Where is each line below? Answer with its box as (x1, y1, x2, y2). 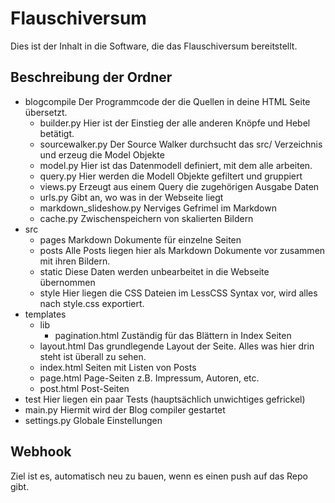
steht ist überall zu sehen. (39, 350, 147, 362)
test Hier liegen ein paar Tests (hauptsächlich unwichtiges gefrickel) (24, 393, 306, 405)
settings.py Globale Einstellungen (24, 414, 163, 426)
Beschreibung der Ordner (10, 69, 173, 86)
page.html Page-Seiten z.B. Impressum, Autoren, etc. (39, 372, 260, 384)
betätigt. (39, 127, 75, 139)
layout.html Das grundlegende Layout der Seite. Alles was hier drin (39, 340, 315, 352)
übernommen (39, 276, 96, 288)
